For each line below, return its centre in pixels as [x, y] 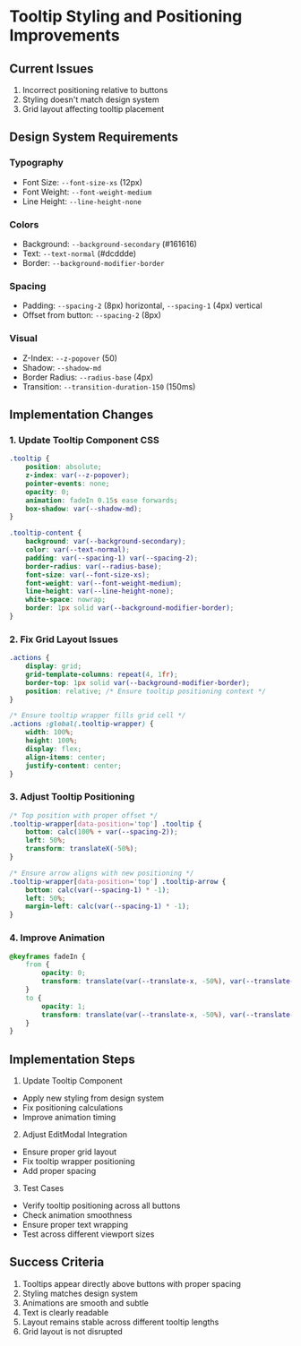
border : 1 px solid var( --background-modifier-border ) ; [130, 608]
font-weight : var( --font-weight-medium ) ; [103, 583]
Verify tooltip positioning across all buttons [101, 1205]
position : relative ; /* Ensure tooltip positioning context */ [146, 691]
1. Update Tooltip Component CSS [84, 440]
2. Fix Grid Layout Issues [64, 639]
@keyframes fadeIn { [48, 956]
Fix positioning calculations [73, 1108]
